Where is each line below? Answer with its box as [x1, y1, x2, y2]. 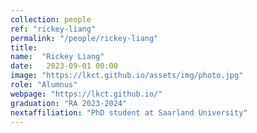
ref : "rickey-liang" [10, 24, 97, 34]
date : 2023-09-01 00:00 [10, 61, 118, 71]
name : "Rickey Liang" [10, 52, 105, 62]
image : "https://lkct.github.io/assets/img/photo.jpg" [10, 71, 244, 81]
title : [10, 42, 38, 53]
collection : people [10, 14, 92, 25]
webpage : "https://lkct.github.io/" [10, 89, 163, 99]
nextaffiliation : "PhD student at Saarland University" [10, 107, 248, 118]
